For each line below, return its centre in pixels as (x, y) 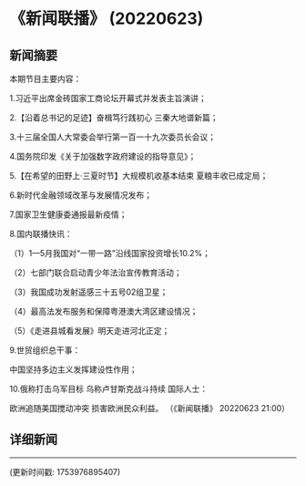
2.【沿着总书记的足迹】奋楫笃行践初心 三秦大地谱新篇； (114, 118)
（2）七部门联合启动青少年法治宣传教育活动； (96, 273)
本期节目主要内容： (46, 79)
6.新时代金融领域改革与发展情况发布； (81, 195)
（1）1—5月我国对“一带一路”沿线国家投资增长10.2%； (110, 253)
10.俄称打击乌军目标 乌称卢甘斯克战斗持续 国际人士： (109, 389)
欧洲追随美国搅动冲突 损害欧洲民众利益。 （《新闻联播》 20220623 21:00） (149, 408)
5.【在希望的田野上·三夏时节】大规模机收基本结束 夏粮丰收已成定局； (139, 176)
